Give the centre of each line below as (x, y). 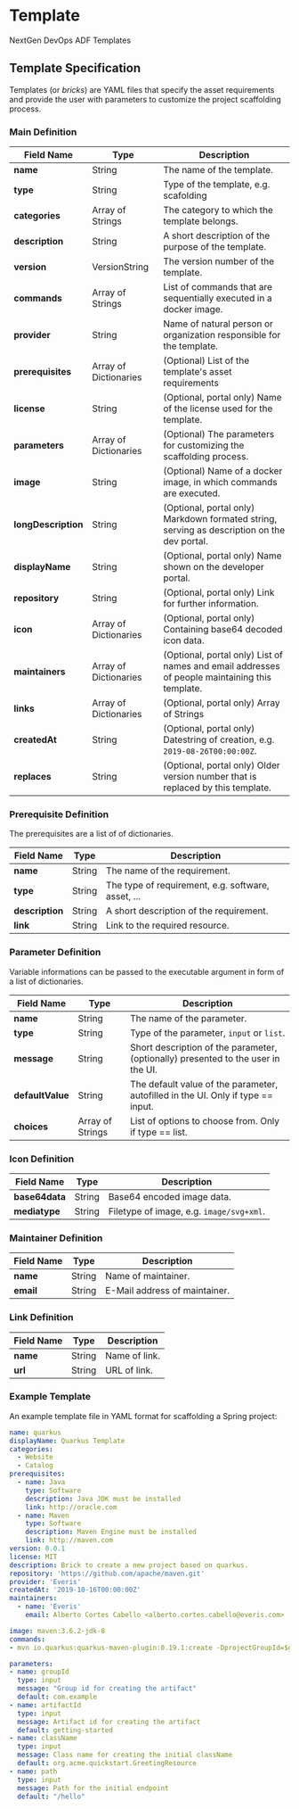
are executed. (192, 493)
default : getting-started (65, 1730)
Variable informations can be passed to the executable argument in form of (147, 971)
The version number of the (219, 261)
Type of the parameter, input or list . (208, 1033)
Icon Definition (42, 1159)
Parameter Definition (55, 953)
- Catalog (35, 1466)
